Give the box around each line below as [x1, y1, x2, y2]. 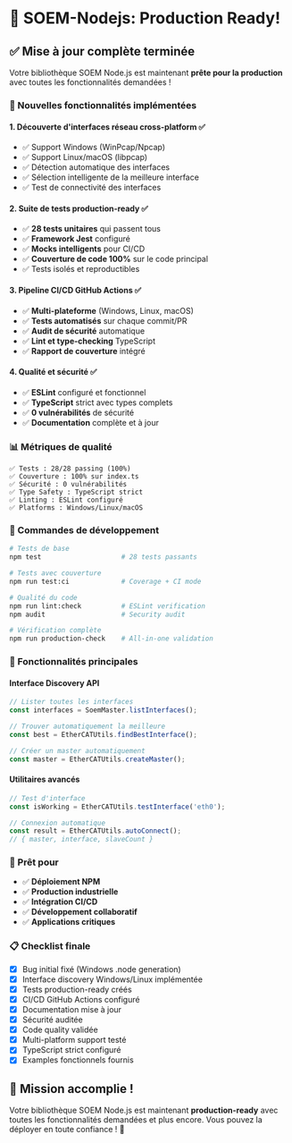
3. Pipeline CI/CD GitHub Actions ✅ [9, 284, 142, 295]
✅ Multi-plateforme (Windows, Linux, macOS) [21, 305, 195, 316]
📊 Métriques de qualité [9, 440, 113, 453]
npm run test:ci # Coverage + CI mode [9, 577, 202, 586]
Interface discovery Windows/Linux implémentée [21, 974, 204, 985]
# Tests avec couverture [9, 569, 102, 578]
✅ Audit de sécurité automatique [21, 326, 146, 336]
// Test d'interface [9, 793, 87, 803]
